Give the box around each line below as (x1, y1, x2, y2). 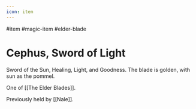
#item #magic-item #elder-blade (6, 25, 87, 32)
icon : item (6, 8, 34, 15)
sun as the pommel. (6, 72, 55, 80)
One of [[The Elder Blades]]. (6, 84, 76, 91)
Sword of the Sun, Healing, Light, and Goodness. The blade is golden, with (6, 66, 191, 73)
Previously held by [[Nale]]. (6, 95, 74, 102)
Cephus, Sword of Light (6, 46, 126, 60)
